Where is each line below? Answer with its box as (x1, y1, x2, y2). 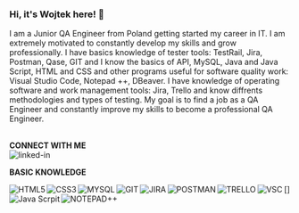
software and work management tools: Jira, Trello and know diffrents (9, 85, 263, 96)
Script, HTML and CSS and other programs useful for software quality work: (9, 66, 288, 77)
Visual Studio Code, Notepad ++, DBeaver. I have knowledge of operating (9, 76, 280, 86)
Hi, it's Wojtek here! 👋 (9, 8, 105, 20)
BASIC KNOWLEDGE (9, 167, 87, 177)
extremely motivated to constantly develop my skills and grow (9, 37, 237, 48)
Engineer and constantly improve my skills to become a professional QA (9, 104, 274, 115)
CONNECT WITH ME (9, 140, 87, 151)
